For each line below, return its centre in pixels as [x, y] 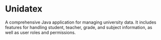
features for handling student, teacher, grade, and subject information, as [79, 27]
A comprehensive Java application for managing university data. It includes [81, 22]
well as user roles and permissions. [40, 32]
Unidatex [24, 9]
